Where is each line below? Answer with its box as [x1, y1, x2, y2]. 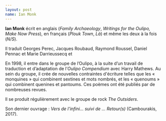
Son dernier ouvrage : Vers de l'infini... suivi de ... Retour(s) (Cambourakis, [5, 106, 157, 112]
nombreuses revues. [5, 86, 47, 92]
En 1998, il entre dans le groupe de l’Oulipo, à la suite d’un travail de [5, 60, 143, 66]
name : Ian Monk [5, 12, 37, 17]
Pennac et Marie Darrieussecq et [5, 50, 73, 57]
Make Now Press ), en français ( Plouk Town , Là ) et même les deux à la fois [5, 31, 157, 37]
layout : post [5, 7, 32, 12]
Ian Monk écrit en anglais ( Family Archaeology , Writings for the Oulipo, [5, 25, 151, 31]
